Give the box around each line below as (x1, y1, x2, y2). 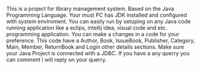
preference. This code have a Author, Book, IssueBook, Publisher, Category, (6, 37, 195, 44)
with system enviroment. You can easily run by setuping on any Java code (6, 18, 191, 25)
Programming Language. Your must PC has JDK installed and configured (6, 11, 187, 19)
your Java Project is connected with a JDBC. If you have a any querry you (6, 50, 190, 56)
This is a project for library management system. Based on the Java (6, 5, 174, 12)
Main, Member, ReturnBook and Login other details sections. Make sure (6, 43, 184, 50)
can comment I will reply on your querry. (6, 56, 107, 63)
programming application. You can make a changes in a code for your (6, 31, 180, 38)
